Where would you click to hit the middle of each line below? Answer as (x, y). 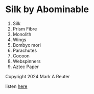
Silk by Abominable (47, 9)
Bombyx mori (27, 45)
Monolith (22, 34)
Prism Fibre (25, 28)
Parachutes (25, 50)
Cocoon (21, 56)
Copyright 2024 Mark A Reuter (38, 76)
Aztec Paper (26, 67)
